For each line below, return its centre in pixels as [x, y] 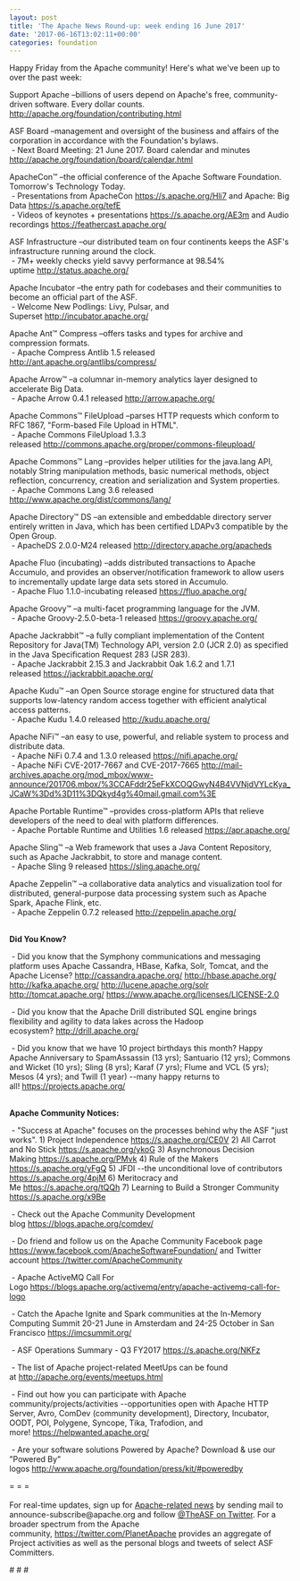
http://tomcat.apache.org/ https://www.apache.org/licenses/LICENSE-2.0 [144, 995]
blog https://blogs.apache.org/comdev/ [81, 1224]
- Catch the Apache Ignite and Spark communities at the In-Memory [136, 1314]
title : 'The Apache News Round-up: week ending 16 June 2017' [127, 26]
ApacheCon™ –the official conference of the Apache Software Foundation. [146, 177]
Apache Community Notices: [64, 1113]
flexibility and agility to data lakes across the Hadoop [106, 1022]
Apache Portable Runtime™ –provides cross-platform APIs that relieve [137, 812]
